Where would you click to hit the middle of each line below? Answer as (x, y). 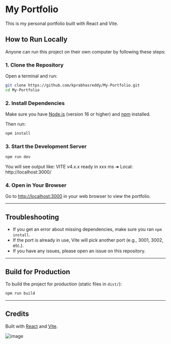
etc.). (18, 246)
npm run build (20, 294)
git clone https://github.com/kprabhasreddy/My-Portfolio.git (73, 85)
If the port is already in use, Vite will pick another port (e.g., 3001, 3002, (88, 240)
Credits (17, 314)
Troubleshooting (32, 217)
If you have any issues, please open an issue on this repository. (79, 251)
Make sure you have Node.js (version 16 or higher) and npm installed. (78, 114)
